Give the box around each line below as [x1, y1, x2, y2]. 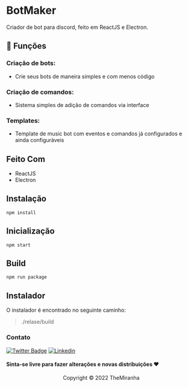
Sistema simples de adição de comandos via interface [14, 101, 149, 108]
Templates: [6, 116, 40, 125]
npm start [6, 242, 31, 248]
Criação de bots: [6, 59, 56, 67]
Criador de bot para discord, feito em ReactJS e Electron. [6, 23, 149, 31]
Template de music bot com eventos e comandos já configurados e [14, 130, 183, 137]
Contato [6, 333, 31, 342]
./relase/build [20, 318, 54, 326]
